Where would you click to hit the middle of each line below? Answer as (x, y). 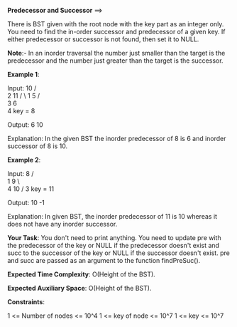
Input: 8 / (21, 173)
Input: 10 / (22, 88)
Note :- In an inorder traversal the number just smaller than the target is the (116, 53)
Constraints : (26, 302)
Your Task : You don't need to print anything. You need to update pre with (114, 238)
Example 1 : (23, 74)
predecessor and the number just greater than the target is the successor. (115, 61)
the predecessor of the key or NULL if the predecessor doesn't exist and (114, 245)
